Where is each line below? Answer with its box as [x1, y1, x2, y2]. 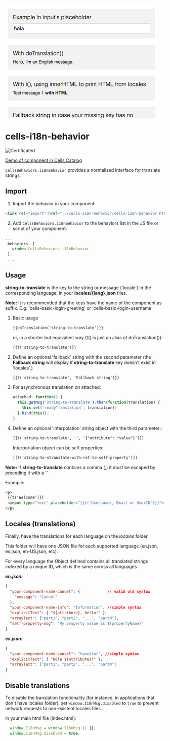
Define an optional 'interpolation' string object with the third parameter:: [12, 425, 162, 431]
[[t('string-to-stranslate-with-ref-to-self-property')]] [12, 455, 138, 460]
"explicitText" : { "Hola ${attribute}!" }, [10, 657, 103, 662]
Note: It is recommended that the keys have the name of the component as [5, 300, 162, 306]
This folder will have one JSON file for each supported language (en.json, [5, 543, 158, 549]
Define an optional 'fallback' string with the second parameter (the [12, 354, 152, 360]
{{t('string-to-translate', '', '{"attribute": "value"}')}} [12, 435, 145, 441]
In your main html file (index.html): [5, 715, 77, 721]
